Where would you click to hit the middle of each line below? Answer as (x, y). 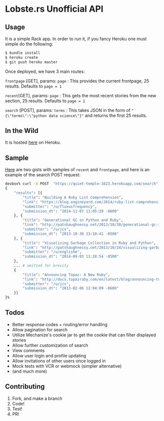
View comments (28, 350)
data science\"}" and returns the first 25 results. (98, 115)
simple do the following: (29, 44)
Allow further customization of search (50, 345)
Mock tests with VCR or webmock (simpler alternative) (67, 366)
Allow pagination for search (40, 330)
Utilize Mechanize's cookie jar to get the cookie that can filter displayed (84, 335)
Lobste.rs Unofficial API (54, 9)
